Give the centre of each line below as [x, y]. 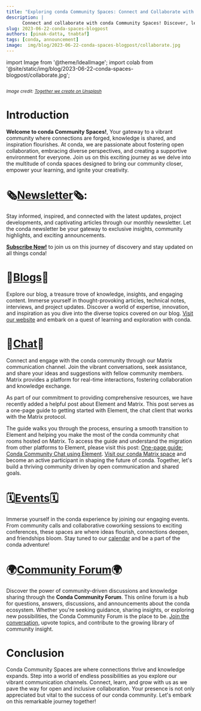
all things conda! [27, 253]
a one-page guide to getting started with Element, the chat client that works [100, 410]
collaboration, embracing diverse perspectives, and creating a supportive [97, 151]
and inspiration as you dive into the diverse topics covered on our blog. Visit [100, 313]
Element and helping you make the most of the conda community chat [93, 434]
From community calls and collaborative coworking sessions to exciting [94, 525]
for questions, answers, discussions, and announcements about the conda [98, 603]
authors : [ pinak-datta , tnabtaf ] [48, 34]
